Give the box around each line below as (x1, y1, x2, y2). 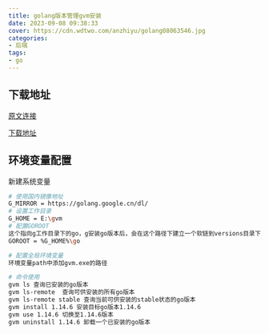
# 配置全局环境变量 (8, 252, 64, 260)
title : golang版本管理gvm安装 (8, 11, 102, 20)
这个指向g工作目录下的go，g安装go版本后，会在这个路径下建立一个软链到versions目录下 (8, 229, 262, 237)
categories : (8, 34, 48, 42)
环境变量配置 (8, 154, 72, 167)
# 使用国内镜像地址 (8, 192, 64, 200)
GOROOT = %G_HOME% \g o (8, 237, 81, 245)
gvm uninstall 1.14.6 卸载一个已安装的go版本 (8, 318, 151, 326)
